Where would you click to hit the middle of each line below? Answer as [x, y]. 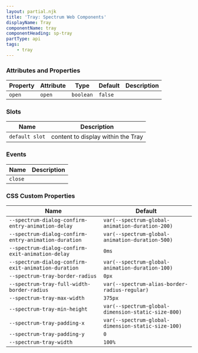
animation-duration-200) [138, 226]
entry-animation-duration [45, 240]
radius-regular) [126, 290]
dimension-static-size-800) [142, 312]
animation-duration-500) [138, 240]
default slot [27, 137]
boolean [82, 95]
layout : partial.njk [32, 11]
